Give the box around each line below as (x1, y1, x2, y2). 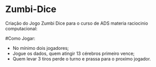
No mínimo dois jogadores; (12, 45, 69, 51)
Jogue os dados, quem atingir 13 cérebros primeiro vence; (12, 50, 135, 56)
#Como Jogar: (5, 35, 35, 41)
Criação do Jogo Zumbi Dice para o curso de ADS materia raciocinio (5, 20, 148, 26)
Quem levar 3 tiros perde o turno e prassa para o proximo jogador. (12, 55, 151, 61)
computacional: (5, 25, 38, 31)
